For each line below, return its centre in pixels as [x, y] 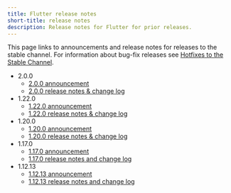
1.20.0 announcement [60, 129]
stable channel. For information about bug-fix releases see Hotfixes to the [116, 55]
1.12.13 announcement [60, 174]
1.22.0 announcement [60, 106]
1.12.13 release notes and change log [81, 182]
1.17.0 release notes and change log [80, 159]
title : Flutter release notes [52, 14]
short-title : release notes [49, 21]
